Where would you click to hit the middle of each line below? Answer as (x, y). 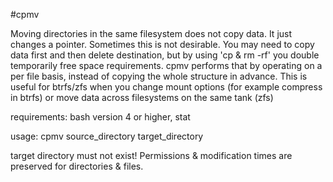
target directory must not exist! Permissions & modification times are (151, 155)
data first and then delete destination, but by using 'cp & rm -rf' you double (165, 55)
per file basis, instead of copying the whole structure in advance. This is (159, 76)
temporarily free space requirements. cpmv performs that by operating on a (166, 65)
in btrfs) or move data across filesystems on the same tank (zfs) (142, 97)
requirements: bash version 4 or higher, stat (100, 117)
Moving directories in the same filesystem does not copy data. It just (151, 33)
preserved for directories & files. (77, 166)
